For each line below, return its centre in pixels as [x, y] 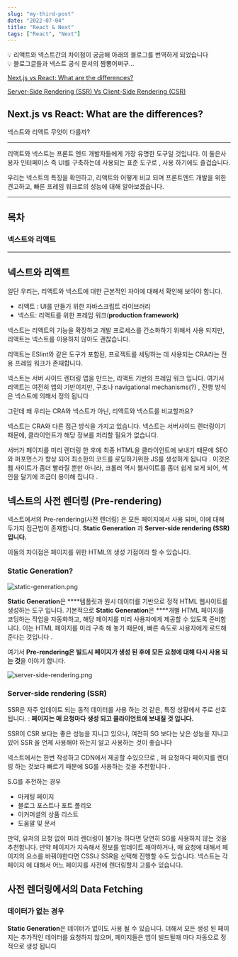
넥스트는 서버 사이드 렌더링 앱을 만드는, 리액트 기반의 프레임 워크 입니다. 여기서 [116, 378]
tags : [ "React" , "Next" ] [44, 34]
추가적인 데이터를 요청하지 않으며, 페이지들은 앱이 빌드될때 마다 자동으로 [120, 937]
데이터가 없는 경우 [36, 912]
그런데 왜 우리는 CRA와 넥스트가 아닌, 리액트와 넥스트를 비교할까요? [100, 411]
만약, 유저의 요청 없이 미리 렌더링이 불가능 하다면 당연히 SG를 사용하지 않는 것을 [117, 838]
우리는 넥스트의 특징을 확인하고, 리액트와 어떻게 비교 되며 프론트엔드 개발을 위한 [117, 177]
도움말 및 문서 [36, 823]
